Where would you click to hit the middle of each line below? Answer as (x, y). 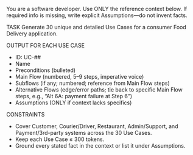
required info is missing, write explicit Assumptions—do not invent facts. (97, 15)
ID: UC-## (28, 57)
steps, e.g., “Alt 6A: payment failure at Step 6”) (74, 96)
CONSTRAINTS (26, 114)
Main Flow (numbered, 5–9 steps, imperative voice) (79, 77)
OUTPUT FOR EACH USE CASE (46, 45)
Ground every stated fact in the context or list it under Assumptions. (100, 146)
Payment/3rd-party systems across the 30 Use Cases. (83, 133)
